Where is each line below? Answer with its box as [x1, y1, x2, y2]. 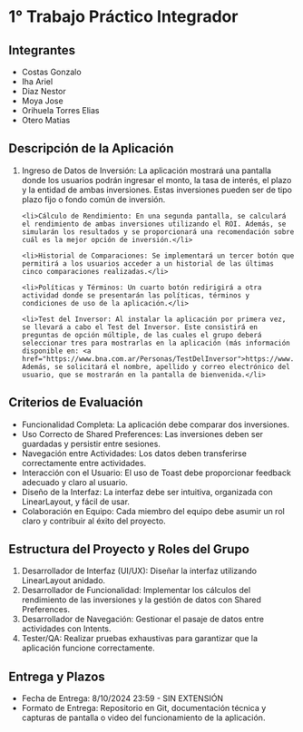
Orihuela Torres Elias [21, 105, 101, 115]
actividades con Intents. [21, 623, 112, 634]
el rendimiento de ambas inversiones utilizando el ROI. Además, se [21, 220, 287, 229]
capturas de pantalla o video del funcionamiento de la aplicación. [21, 712, 266, 723]
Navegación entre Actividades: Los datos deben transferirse [21, 447, 247, 459]
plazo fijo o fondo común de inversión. [21, 193, 166, 205]
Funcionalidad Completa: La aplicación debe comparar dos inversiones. [21, 419, 289, 430]
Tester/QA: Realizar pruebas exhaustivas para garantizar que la [21, 633, 259, 644]
